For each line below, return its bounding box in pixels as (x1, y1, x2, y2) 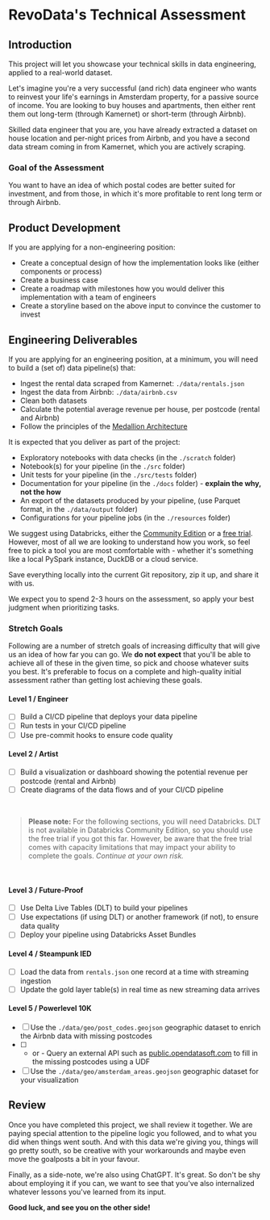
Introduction (8, 38, 73, 52)
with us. (8, 578, 35, 588)
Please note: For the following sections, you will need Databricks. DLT (27, 816, 262, 826)
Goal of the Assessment (8, 161, 105, 173)
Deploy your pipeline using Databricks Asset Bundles (19, 930, 197, 940)
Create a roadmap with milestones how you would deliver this (19, 284, 225, 294)
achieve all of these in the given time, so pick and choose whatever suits (8, 658, 249, 668)
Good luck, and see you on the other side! (8, 1202, 151, 1212)
